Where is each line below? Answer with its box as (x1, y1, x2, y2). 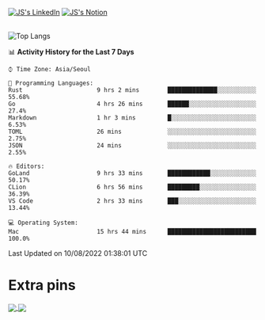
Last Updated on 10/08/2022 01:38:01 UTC (8, 249, 148, 257)
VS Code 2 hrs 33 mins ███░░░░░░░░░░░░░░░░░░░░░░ (8, 197, 257, 205)
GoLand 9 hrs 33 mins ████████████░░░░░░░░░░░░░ (8, 170, 257, 177)
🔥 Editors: (8, 162, 45, 170)
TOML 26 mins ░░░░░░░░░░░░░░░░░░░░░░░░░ (8, 128, 257, 135)
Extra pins (8, 276, 77, 295)
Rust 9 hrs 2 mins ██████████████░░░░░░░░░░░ (8, 86, 257, 94)
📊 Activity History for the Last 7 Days (8, 48, 134, 56)
